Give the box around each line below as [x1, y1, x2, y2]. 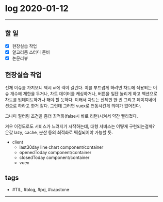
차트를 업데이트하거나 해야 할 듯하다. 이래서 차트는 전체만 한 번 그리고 [5, 96, 136, 102]
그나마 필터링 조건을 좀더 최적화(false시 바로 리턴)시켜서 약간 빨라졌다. [5, 113, 138, 119]
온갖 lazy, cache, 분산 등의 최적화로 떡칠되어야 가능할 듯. [5, 129, 113, 135]
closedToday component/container [19, 155, 90, 160]
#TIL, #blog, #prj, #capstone [12, 186, 69, 192]
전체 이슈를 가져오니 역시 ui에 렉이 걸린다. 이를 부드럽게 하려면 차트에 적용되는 [5, 84, 152, 90]
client [12, 139, 23, 145]
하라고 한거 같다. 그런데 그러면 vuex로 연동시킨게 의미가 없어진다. [17, 103, 142, 109]
